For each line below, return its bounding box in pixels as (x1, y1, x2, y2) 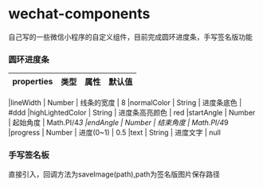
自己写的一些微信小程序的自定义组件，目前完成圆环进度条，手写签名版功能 (8, 32, 253, 41)
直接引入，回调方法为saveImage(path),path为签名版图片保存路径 (8, 169, 221, 179)
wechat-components (8, 5, 151, 23)
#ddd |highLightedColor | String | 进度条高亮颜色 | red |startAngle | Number (8, 108, 256, 118)
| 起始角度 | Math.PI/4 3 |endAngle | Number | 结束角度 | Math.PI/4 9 (8, 118, 229, 127)
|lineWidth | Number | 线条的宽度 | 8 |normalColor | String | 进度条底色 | (8, 98, 242, 107)
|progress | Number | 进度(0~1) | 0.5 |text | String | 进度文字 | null (8, 128, 222, 138)
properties (12, 76, 53, 88)
